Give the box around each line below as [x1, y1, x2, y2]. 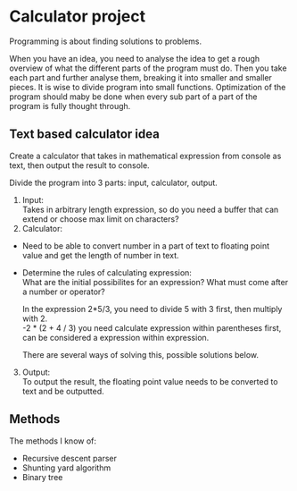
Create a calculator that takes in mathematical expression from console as [9, 150, 282, 161]
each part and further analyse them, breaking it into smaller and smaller [9, 72, 272, 82]
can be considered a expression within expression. [21, 332, 210, 343]
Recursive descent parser [21, 453, 118, 463]
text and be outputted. [21, 385, 104, 396]
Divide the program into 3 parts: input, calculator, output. [9, 177, 219, 188]
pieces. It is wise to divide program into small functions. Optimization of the [9, 81, 286, 92]
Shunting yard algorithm [21, 462, 111, 473]
